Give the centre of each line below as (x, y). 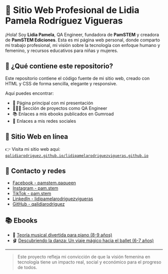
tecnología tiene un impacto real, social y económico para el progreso (89, 262)
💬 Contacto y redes (35, 171)
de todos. (27, 268)
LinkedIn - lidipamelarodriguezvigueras (53, 199)
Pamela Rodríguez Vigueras (64, 21)
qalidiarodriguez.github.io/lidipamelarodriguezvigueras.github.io (77, 156)
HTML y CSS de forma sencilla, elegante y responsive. (61, 83)
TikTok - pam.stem (32, 194)
